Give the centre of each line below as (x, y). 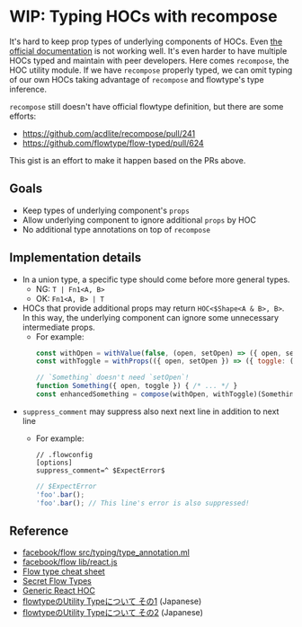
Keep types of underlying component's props (106, 210)
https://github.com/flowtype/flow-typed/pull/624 (113, 143)
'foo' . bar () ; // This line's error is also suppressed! (142, 503)
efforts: (23, 116)
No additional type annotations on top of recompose (116, 229)
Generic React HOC (59, 591)
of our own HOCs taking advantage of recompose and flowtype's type (137, 79)
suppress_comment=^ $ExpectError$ (100, 470)
